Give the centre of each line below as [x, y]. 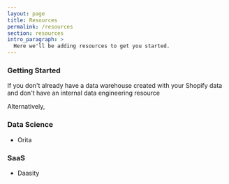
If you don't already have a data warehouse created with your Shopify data [115, 86]
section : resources [36, 33]
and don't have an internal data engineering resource [84, 93]
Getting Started [34, 70]
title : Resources [32, 20]
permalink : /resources [40, 26]
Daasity [28, 173]
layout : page [26, 14]
